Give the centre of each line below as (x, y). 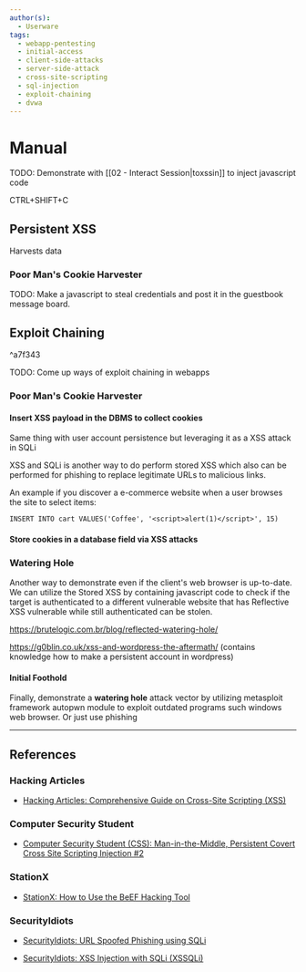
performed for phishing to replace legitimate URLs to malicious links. (138, 475)
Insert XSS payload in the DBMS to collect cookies (106, 418)
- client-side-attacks (61, 60)
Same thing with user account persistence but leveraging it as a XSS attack (150, 438)
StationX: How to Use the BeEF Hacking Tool (107, 897)
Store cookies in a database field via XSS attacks (104, 539)
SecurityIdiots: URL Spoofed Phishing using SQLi (114, 941)
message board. (40, 304)
